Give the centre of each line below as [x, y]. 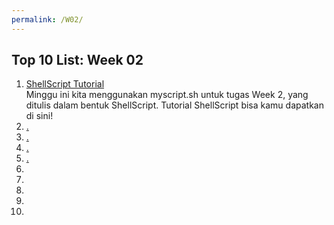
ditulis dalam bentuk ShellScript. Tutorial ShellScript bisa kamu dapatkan [174, 105]
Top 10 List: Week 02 [77, 60]
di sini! [39, 116]
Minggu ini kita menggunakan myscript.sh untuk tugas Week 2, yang [167, 95]
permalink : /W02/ [47, 19]
